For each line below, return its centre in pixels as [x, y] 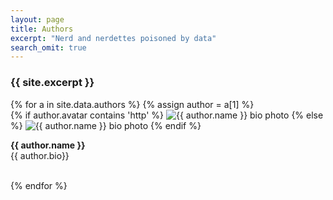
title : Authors [42, 29]
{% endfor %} [39, 185]
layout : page [37, 19]
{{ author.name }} [48, 145]
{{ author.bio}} [40, 155]
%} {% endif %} [106, 125]
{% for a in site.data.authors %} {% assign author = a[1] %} [132, 104]
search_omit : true [48, 47]
